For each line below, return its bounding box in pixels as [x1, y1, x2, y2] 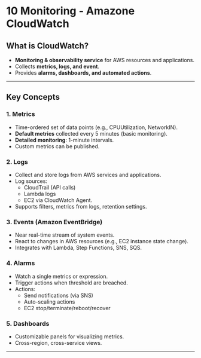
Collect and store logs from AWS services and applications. [14, 171, 162, 178]
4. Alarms [6, 259, 35, 267]
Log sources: [14, 178, 48, 185]
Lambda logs [23, 190, 56, 197]
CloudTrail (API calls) [23, 183, 76, 191]
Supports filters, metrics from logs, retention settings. [14, 203, 147, 210]
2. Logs [6, 157, 28, 166]
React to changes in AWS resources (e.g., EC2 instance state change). [14, 238, 188, 245]
